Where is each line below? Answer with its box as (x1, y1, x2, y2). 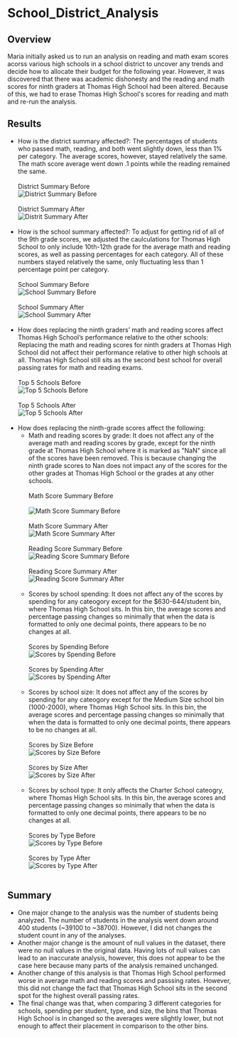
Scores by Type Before (28, 831, 96, 840)
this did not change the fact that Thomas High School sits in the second (17, 984, 227, 992)
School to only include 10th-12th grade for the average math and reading (17, 242, 231, 251)
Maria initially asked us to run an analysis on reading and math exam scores (7, 52, 229, 60)
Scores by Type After (28, 854, 91, 862)
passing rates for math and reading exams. (17, 363, 144, 371)
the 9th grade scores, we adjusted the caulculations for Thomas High (17, 234, 221, 243)
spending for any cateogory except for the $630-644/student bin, (28, 597, 222, 605)
